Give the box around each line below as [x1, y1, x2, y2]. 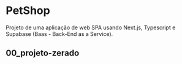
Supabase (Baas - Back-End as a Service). [6, 30, 113, 37]
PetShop [6, 4, 50, 18]
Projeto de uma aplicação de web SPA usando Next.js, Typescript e [6, 24, 176, 31]
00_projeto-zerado [6, 48, 80, 59]
